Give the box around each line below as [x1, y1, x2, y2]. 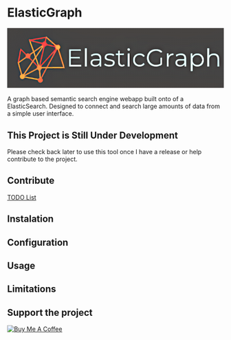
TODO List [7, 193, 36, 201]
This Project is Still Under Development [7, 129, 179, 141]
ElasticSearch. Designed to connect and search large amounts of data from [7, 102, 220, 111]
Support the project [7, 306, 93, 318]
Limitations [7, 284, 56, 295]
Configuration [7, 236, 69, 248]
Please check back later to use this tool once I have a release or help [7, 147, 202, 156]
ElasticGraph [7, 5, 82, 21]
